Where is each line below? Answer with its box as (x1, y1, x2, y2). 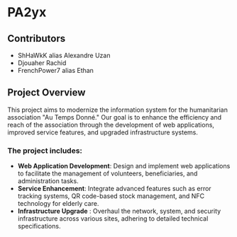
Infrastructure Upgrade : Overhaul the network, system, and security (17, 207, 221, 216)
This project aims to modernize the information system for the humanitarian (7, 105, 228, 114)
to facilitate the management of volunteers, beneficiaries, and (17, 169, 198, 178)
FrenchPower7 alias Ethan (17, 67, 94, 74)
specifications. (17, 222, 61, 231)
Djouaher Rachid (17, 59, 67, 67)
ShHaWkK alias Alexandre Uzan (17, 51, 111, 59)
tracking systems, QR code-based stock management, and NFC (17, 192, 204, 200)
